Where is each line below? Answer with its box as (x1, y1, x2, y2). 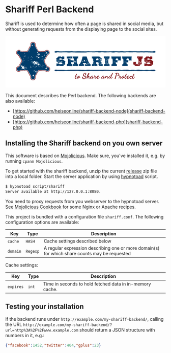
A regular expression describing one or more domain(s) (43, 245, 160, 251)
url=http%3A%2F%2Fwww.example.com (5, 327, 79, 333)
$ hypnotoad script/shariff (5, 184, 65, 189)
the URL (5, 321, 22, 327)
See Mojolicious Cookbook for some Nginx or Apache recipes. (5, 204, 136, 210)
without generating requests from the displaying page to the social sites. (5, 26, 157, 32)
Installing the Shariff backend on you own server (5, 139, 163, 148)
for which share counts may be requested (43, 251, 131, 257)
